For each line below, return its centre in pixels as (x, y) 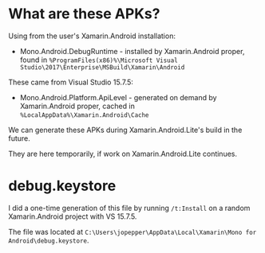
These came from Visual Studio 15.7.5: (71, 82)
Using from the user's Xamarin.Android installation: (92, 36)
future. (19, 138)
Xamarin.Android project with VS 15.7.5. (73, 216)
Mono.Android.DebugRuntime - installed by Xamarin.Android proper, (132, 51)
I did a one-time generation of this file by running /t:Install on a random (129, 208)
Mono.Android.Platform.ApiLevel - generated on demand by (118, 97)
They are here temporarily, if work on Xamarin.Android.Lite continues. (123, 154)
